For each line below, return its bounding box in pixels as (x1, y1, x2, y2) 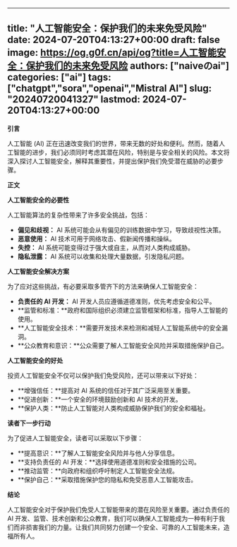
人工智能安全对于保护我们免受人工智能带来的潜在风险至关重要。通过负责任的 (7, 505, 230, 514)
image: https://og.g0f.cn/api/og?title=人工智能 (7, 47, 217, 59)
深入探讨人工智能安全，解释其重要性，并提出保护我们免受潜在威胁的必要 (7, 157, 217, 165)
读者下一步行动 (7, 419, 51, 427)
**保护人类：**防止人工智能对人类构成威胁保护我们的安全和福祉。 (17, 404, 209, 412)
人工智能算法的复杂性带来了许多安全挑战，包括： (7, 210, 150, 219)
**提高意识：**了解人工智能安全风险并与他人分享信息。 (17, 449, 178, 457)
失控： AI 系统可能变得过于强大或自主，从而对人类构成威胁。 (17, 243, 195, 251)
